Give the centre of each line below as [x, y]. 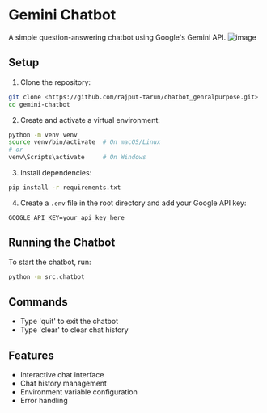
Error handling [44, 401]
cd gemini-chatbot [39, 104]
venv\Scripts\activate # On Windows [78, 158]
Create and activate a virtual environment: [90, 120]
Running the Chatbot [62, 243]
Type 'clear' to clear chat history [74, 330]
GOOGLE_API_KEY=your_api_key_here [67, 217]
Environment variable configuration [78, 392]
